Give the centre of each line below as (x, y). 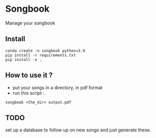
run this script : (28, 93)
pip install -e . (24, 60)
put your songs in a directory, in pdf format (57, 88)
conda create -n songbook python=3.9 (45, 51)
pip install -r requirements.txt (41, 55)
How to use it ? (29, 75)
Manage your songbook (30, 23)
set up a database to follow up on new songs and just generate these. (78, 130)
